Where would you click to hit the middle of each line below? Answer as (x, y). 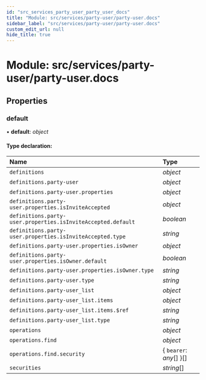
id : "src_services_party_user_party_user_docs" (68, 12)
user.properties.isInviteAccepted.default (72, 222)
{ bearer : (175, 351)
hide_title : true (29, 35)
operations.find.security (47, 354)
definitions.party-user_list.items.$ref (69, 310)
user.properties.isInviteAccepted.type (67, 237)
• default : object (28, 132)
